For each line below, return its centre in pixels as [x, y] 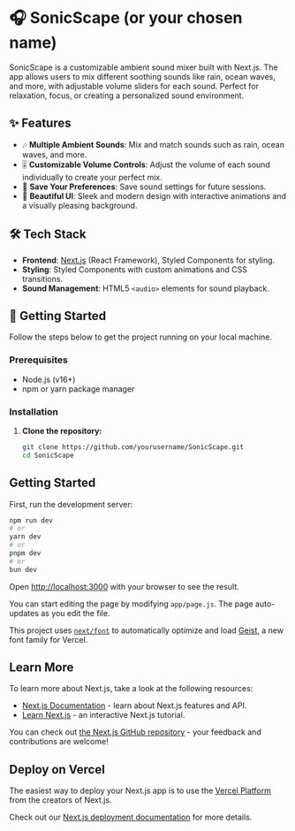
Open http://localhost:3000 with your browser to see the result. [125, 586]
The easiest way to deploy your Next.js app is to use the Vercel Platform [140, 791]
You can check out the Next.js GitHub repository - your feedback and [136, 732]
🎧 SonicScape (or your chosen [126, 18]
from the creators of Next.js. [61, 800]
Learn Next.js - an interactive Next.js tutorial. [103, 715]
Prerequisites [38, 360]
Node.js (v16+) [49, 379]
